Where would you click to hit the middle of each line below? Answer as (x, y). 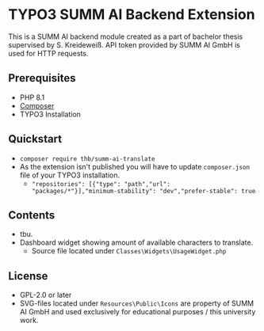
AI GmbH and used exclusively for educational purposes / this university (138, 312)
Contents (32, 215)
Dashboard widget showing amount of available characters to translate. (136, 242)
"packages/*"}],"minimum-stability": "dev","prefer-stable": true (143, 191)
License (28, 276)
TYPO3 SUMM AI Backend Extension (132, 15)
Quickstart (35, 139)
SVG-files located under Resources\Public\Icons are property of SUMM (137, 303)
